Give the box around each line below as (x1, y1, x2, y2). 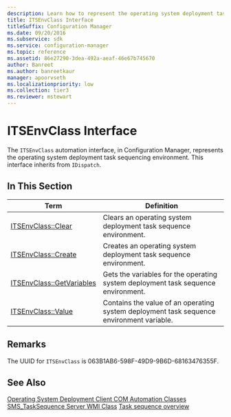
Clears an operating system (102, 212, 192, 222)
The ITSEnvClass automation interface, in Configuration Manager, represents (7, 145, 223, 154)
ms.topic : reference (7, 49, 67, 56)
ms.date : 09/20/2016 (7, 29, 67, 37)
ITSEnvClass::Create (10, 250, 77, 259)
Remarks (7, 338, 47, 350)
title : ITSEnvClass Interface (7, 17, 94, 23)
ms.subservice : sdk (7, 36, 63, 43)
